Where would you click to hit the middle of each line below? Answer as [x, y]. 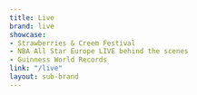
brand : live [32, 26]
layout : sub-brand [44, 77]
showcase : [28, 34]
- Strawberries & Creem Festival [73, 43]
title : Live [32, 18]
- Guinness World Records [58, 60]
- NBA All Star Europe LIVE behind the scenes [99, 52]
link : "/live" [36, 69]
